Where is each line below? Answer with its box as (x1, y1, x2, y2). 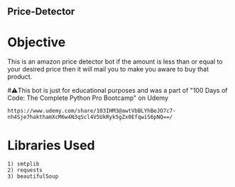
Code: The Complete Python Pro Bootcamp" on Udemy (7, 93, 169, 102)
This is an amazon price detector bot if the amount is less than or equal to (7, 57, 223, 66)
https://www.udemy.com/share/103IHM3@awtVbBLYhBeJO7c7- (7, 108, 176, 115)
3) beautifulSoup (7, 173, 59, 180)
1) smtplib (7, 161, 40, 168)
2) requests (7, 166, 43, 174)
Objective (7, 34, 66, 50)
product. (7, 72, 33, 81)
